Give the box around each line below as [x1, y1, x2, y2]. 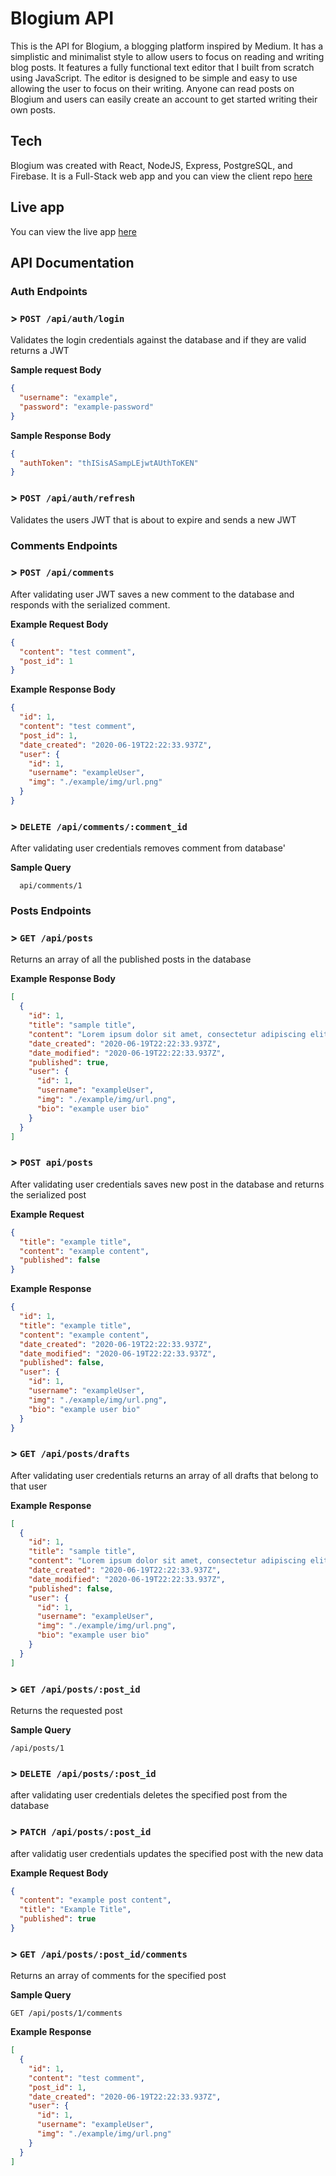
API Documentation [10, 254, 135, 271]
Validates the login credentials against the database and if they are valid [10, 334, 307, 346]
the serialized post [10, 1188, 87, 1201]
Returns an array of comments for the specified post [10, 1970, 227, 1982]
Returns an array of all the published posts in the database [10, 953, 252, 966]
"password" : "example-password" [19, 402, 155, 412]
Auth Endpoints [10, 284, 88, 298]
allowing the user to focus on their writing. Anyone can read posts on [10, 82, 295, 94]
